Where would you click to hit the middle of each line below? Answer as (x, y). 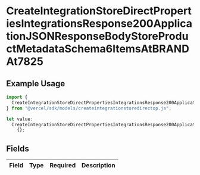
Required (63, 165)
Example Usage (36, 84)
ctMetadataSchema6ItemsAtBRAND (98, 49)
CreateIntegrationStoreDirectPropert (99, 11)
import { (17, 97)
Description (99, 165)
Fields (18, 149)
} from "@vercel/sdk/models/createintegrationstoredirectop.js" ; (89, 108)
